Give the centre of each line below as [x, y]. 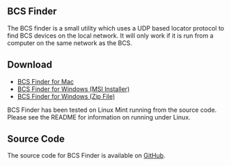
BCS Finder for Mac [46, 81]
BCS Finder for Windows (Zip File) [66, 96]
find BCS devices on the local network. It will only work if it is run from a [110, 35]
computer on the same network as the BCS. [70, 43]
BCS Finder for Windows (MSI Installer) [73, 89]
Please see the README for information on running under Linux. [99, 117]
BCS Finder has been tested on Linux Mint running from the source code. [112, 110]
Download [30, 65]
